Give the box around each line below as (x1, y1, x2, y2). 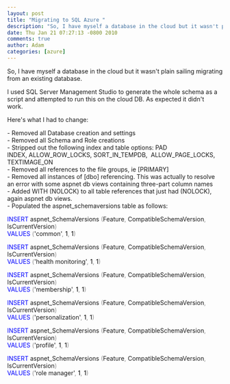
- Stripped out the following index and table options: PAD (7, 143, 168, 152)
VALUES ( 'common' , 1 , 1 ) (7, 229, 77, 237)
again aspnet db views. (7, 194, 73, 202)
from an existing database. (7, 74, 83, 82)
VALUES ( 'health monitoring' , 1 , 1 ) (7, 257, 101, 265)
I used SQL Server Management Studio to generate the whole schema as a (7, 87, 218, 96)
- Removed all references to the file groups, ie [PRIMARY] (7, 165, 169, 173)
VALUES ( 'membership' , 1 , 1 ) (7, 285, 87, 293)
